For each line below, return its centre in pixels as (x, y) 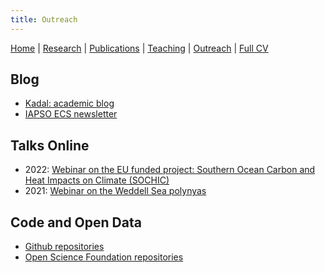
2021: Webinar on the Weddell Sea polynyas (115, 191)
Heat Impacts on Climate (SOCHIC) (97, 180)
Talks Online (50, 145)
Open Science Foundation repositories (104, 257)
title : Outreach (44, 19)
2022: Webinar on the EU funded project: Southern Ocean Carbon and (170, 170)
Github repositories (64, 247)
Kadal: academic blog (69, 103)
